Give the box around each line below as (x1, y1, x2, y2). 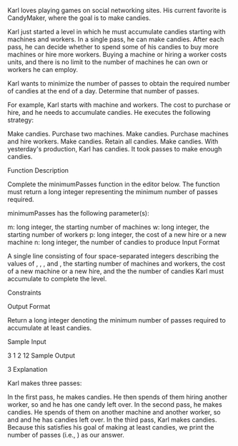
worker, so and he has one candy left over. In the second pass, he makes (7, 400, 223, 409)
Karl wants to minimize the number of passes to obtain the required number (7, 79, 230, 88)
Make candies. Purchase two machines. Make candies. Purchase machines (7, 130, 229, 138)
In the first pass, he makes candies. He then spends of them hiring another (7, 392, 227, 401)
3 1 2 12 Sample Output (7, 351, 76, 360)
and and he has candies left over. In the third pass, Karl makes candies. (7, 415, 217, 424)
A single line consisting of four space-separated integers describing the (7, 252, 219, 260)
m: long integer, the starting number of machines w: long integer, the (7, 223, 209, 231)
